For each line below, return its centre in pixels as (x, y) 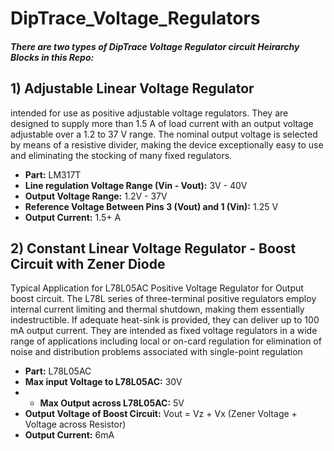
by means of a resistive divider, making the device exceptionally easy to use (167, 144)
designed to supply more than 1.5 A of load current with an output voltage (162, 123)
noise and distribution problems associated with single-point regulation (156, 352)
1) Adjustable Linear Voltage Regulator (132, 88)
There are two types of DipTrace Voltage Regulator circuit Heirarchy (155, 46)
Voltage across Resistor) (75, 424)
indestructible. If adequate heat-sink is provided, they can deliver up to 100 (165, 320)
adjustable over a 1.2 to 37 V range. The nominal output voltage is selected (164, 134)
